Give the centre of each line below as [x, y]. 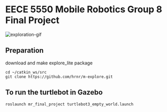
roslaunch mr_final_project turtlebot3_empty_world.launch [69, 104]
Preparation [25, 50]
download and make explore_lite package [49, 63]
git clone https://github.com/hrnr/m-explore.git [59, 77]
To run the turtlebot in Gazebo [54, 92]
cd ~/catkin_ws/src [26, 72]
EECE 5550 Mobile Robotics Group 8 [84, 9]
